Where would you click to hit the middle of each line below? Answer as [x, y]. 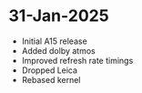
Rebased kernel [51, 79]
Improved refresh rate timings [77, 60]
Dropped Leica [50, 70]
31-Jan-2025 [59, 16]
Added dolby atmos [59, 50]
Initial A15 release [54, 41]
